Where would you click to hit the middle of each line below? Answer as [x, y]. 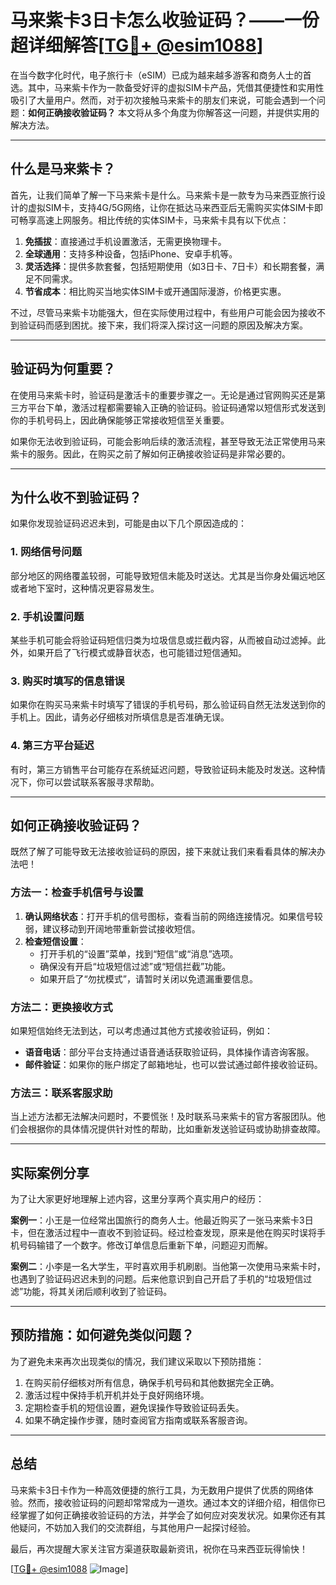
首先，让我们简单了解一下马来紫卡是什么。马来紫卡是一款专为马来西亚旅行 [163, 195]
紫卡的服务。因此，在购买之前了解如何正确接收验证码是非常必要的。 [150, 453]
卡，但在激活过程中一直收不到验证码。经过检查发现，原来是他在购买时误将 [163, 1233]
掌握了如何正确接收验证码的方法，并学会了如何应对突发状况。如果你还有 [167, 1515]
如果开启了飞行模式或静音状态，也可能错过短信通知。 [137, 652]
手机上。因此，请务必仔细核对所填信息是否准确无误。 [120, 717]
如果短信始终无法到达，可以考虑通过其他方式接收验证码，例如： [141, 1030]
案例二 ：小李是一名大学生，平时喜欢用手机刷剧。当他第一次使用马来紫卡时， [168, 1267]
